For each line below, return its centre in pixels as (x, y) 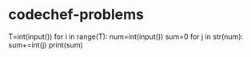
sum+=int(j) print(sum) (46, 44)
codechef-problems (76, 15)
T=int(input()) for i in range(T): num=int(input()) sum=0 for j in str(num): (126, 36)
